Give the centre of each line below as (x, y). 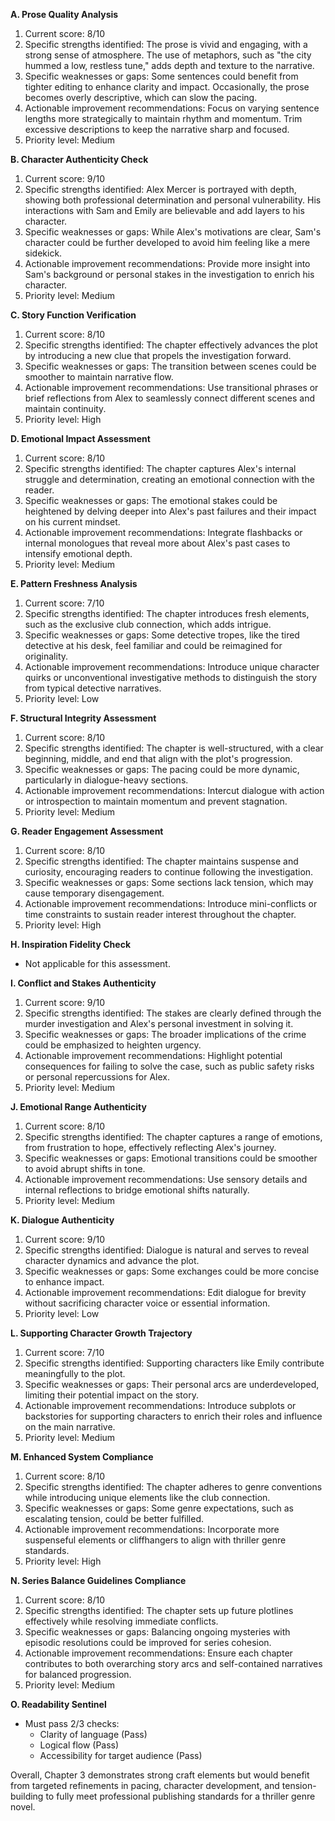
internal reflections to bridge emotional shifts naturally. (137, 1190)
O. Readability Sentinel (58, 1704)
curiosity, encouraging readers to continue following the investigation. (169, 872)
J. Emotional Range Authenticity (78, 1107)
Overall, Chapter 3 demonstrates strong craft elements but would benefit (160, 1775)
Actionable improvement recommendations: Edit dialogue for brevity (165, 1292)
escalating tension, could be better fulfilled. (114, 1518)
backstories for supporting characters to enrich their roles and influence (173, 1416)
